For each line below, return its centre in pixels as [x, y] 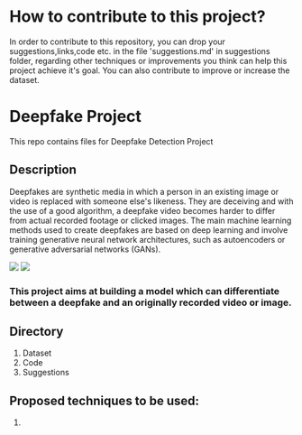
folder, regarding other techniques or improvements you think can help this [148, 60]
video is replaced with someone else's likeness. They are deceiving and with [151, 201]
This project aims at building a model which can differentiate [145, 291]
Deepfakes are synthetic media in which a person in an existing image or [144, 191]
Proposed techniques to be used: [105, 400]
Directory [37, 332]
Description [43, 170]
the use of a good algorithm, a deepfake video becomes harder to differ [142, 210]
